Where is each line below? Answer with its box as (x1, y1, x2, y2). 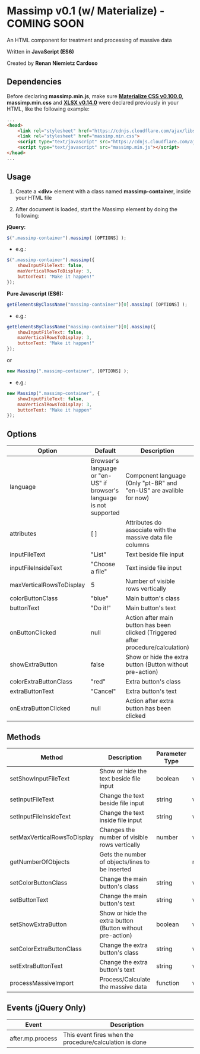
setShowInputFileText (9, 774, 70, 783)
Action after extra (125, 697, 174, 705)
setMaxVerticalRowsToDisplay (9, 833, 94, 841)
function (156, 978, 180, 987)
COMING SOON (7, 17, 85, 30)
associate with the (125, 526, 177, 534)
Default (94, 447, 116, 455)
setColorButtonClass (9, 879, 68, 887)
